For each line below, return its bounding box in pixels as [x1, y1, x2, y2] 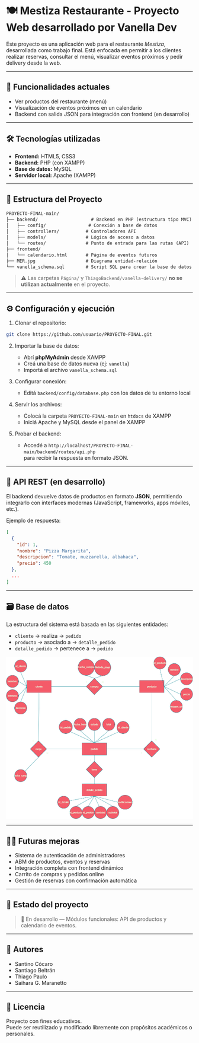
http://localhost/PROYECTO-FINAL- [48, 443, 133, 449]
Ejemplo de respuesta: [6, 517, 61, 524]
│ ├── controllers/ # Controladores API [6, 228, 136, 234]
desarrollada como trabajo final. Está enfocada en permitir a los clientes [6, 46, 182, 53]
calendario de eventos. [20, 921, 77, 928]
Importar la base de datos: [14, 342, 79, 349]
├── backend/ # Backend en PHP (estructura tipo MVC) [6, 217, 192, 222]
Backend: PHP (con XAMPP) [14, 159, 85, 166]
